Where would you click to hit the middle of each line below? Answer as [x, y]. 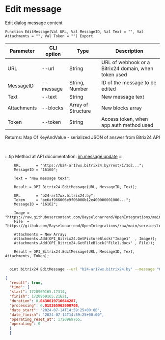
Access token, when [125, 119]
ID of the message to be [129, 82]
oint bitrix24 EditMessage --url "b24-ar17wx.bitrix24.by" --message [82, 269]
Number [79, 89]
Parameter [22, 51]
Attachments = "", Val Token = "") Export [49, 36]
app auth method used [127, 125]
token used [114, 74]
